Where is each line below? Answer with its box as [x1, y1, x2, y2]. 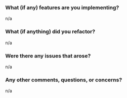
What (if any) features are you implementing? [5, 4, 119, 11]
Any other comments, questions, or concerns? [5, 76, 122, 83]
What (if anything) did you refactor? [5, 28, 95, 35]
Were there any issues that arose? [5, 52, 91, 59]
